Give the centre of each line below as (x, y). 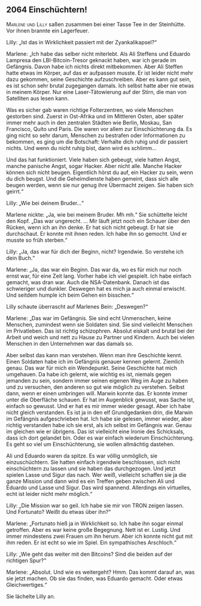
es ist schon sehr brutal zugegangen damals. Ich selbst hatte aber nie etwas (100, 86)
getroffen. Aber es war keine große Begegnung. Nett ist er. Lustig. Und (93, 529)
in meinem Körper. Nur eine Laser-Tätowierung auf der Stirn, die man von (97, 92)
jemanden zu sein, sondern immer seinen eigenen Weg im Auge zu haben (97, 380)
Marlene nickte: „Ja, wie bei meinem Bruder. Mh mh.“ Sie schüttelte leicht (97, 214)
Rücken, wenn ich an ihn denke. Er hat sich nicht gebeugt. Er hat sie (90, 227)
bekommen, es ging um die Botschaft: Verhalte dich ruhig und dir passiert (97, 141)
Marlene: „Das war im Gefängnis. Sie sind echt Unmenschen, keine (89, 318)
